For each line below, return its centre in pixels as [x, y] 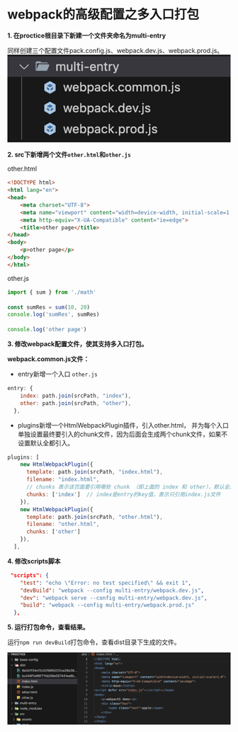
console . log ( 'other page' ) [47, 330]
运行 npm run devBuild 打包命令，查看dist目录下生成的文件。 [94, 642]
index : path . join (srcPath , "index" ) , [76, 396]
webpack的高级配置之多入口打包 [103, 15]
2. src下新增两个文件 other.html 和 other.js [69, 155]
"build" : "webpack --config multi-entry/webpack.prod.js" [107, 605]
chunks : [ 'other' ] [53, 532]
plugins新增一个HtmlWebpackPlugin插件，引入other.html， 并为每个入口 [123, 425]
